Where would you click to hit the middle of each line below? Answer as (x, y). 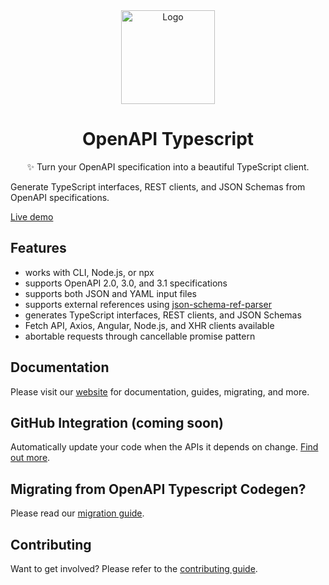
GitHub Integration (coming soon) (117, 422)
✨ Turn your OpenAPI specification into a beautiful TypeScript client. (168, 166)
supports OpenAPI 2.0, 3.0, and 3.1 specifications (126, 283)
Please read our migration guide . (77, 513)
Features (38, 248)
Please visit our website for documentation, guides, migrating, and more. (160, 391)
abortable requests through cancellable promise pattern (140, 336)
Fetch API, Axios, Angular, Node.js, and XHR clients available (149, 325)
